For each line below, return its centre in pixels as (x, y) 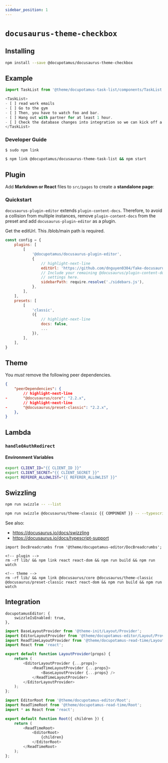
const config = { (23, 240)
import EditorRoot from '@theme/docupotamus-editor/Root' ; (68, 700)
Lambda (18, 432)
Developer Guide (26, 140)
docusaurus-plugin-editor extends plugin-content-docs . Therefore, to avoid (84, 210)
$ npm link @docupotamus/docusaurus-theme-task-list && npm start (76, 159)
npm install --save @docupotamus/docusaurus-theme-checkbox (69, 63)
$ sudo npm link (22, 150)
